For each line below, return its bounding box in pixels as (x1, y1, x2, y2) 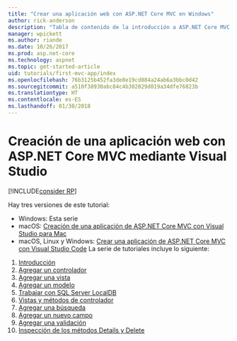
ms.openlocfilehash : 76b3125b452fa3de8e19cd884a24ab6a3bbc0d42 (8, 76, 199, 84)
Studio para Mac (18, 229, 67, 237)
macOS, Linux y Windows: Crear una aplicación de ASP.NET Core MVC (18, 237, 226, 245)
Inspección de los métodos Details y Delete (18, 325, 145, 334)
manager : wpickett (8, 30, 62, 38)
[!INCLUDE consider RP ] (8, 186, 77, 195)
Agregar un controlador (18, 265, 87, 274)
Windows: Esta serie (18, 214, 79, 223)
